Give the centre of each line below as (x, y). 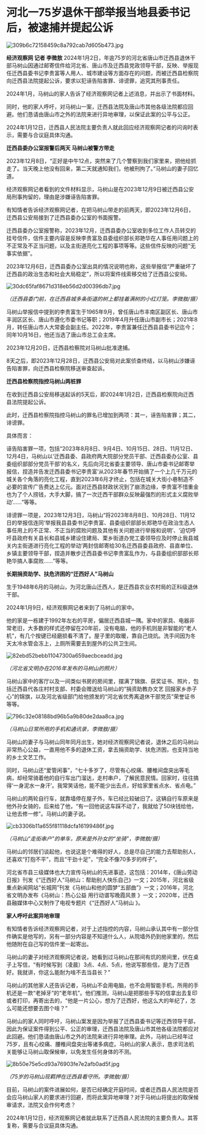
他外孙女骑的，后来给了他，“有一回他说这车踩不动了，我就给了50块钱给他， (102, 806)
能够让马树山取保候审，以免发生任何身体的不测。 (73, 1051)
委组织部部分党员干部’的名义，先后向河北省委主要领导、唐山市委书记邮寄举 (101, 464)
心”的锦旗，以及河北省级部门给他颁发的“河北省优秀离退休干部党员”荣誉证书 (101, 696)
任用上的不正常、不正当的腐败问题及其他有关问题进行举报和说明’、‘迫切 (101, 530)
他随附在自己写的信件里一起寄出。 (49, 944)
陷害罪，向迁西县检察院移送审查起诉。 (59, 368)
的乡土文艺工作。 (28, 757)
